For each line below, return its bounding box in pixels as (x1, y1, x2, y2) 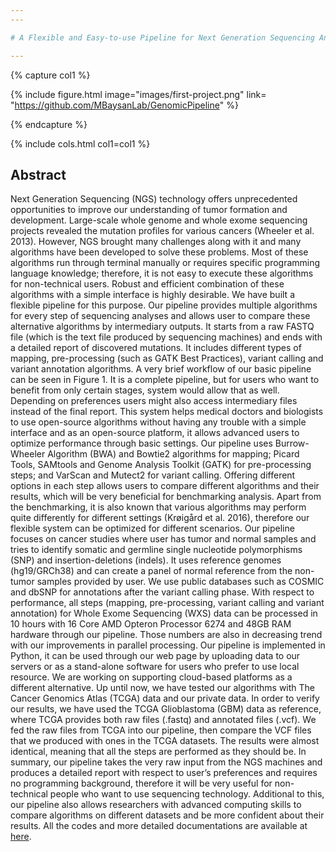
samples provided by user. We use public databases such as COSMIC (36, 576, 325, 588)
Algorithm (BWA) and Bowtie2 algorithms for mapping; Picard (47, 448, 300, 460)
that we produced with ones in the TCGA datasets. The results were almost (10, 735, 320, 747)
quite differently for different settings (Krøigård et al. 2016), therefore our (10, 512, 310, 524)
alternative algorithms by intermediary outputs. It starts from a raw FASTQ (10, 321, 315, 333)
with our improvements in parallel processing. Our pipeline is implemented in (10, 639, 326, 651)
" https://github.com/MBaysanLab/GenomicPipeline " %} (10, 99, 239, 111)
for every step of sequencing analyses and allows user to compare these (10, 310, 311, 322)
